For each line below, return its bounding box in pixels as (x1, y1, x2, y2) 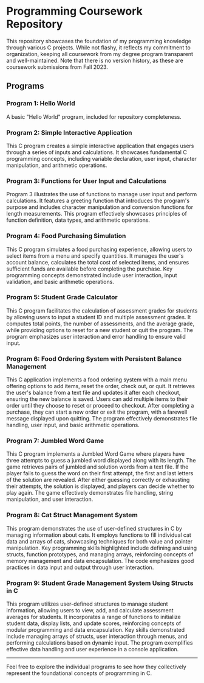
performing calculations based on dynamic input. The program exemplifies (6, 639, 193, 646)
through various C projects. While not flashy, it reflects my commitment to (6, 44, 191, 51)
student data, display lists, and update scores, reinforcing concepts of (6, 620, 182, 627)
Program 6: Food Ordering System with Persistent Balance (6, 355, 182, 363)
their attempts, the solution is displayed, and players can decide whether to (6, 483, 194, 490)
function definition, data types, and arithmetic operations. (6, 216, 151, 224)
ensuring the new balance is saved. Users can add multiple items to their (6, 395, 188, 403)
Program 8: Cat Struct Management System (6, 511, 138, 519)
